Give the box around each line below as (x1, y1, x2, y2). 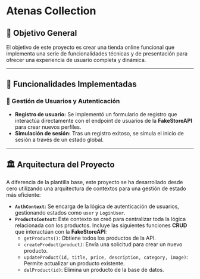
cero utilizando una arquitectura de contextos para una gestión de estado (6, 185, 186, 192)
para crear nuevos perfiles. (14, 123, 82, 131)
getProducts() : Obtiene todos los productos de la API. (23, 234, 156, 241)
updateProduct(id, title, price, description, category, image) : (23, 253, 189, 261)
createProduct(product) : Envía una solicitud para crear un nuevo (23, 240, 183, 248)
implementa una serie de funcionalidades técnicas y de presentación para (6, 50, 188, 57)
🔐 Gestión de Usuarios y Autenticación (6, 97, 120, 106)
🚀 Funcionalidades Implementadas (6, 79, 137, 89)
